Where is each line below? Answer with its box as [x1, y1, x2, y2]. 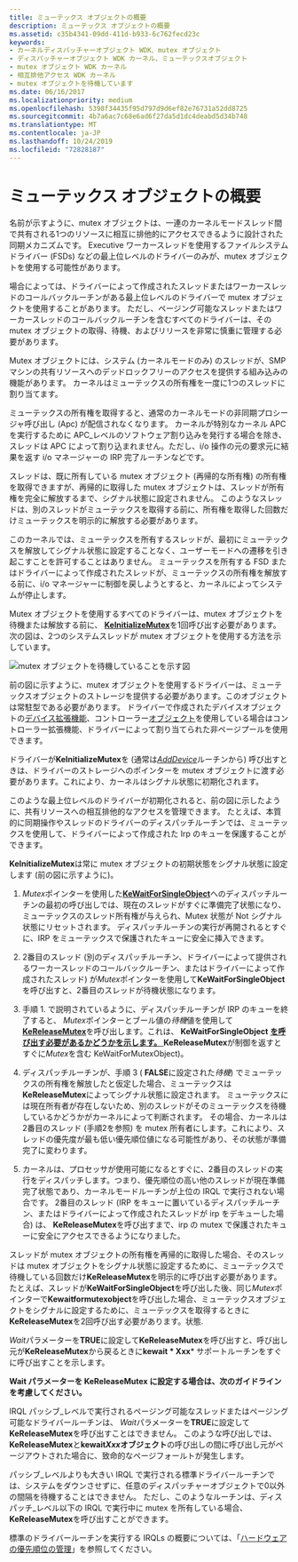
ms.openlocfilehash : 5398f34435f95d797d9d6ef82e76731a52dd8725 [9, 104, 248, 113]
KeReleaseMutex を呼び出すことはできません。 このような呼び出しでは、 [9, 1428, 277, 1438]
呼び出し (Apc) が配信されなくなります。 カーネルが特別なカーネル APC [24, 418, 286, 429]
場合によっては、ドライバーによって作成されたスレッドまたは [9, 281, 233, 291]
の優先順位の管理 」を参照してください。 [9, 1543, 157, 1554]
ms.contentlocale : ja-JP [9, 129, 101, 138]
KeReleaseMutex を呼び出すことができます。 [9, 1513, 174, 1524]
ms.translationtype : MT [9, 121, 98, 130]
